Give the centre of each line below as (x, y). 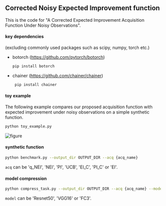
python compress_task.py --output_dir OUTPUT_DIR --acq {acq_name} (76, 189)
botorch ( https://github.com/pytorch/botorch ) (59, 57)
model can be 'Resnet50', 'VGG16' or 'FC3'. (48, 198)
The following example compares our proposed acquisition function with (79, 107)
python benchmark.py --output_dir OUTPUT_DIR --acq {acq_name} (72, 158)
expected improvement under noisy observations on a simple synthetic (77, 112)
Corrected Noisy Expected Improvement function (83, 8)
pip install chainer (36, 84)
